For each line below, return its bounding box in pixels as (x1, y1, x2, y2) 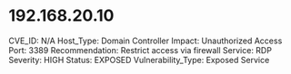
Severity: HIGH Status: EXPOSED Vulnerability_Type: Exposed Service (8, 54, 270, 65)
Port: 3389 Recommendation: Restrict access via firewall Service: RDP (8, 44, 272, 55)
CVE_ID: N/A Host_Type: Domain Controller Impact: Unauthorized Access (8, 35, 283, 46)
